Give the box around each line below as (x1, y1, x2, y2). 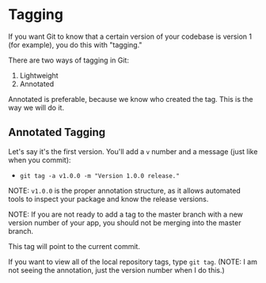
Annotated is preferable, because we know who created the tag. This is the (8, 94, 253, 104)
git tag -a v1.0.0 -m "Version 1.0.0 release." (19, 172, 180, 179)
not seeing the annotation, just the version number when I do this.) (8, 265, 226, 274)
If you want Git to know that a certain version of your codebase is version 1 (8, 32, 253, 41)
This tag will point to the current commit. (8, 241, 141, 251)
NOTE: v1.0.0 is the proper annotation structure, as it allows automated (8, 186, 241, 195)
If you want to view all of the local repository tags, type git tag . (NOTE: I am (8, 257, 257, 266)
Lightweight (19, 70, 59, 80)
